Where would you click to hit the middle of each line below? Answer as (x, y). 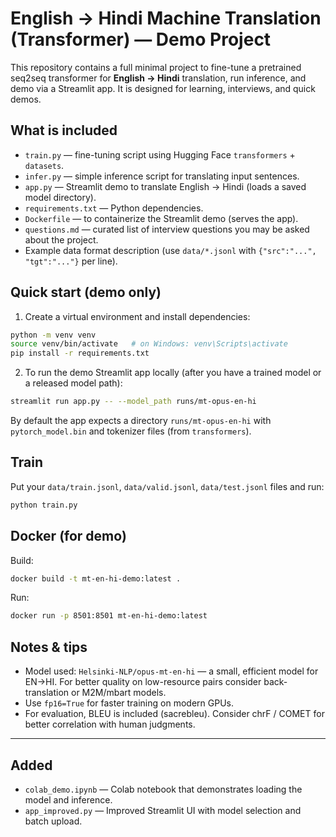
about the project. (61, 239)
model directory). (60, 197)
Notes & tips (49, 647)
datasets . (44, 165)
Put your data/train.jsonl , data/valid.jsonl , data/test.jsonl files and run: (167, 486)
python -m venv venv (53, 335)
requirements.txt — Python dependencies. (114, 208)
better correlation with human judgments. (110, 724)
